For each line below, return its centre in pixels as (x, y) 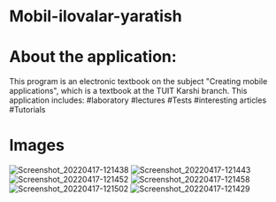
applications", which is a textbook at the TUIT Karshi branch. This (128, 91)
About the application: (93, 57)
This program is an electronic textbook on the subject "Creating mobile (138, 82)
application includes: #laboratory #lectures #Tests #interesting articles (138, 100)
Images (37, 146)
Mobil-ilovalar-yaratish (96, 16)
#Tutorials (27, 110)
